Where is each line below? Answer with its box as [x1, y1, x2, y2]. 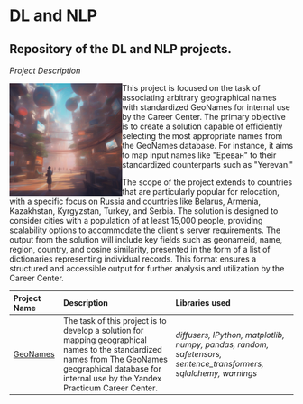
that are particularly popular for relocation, [122, 187, 280, 197]
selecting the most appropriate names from [122, 131, 283, 141]
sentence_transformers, [175, 358, 264, 370]
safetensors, [175, 349, 223, 360]
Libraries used [175, 298, 232, 308]
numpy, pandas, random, [175, 339, 269, 350]
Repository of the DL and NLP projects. [9, 41, 232, 57]
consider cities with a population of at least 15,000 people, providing [9, 216, 263, 225]
